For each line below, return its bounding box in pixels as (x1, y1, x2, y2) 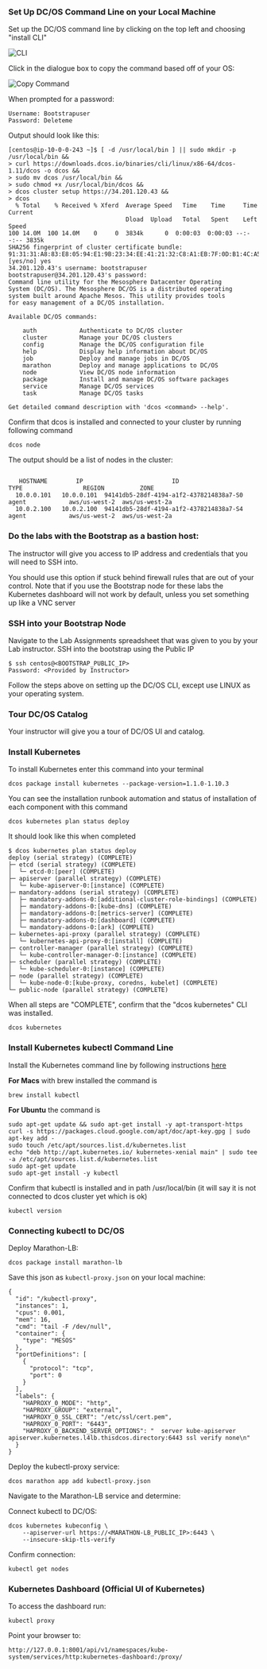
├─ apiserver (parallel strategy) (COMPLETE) (8, 875, 161, 883)
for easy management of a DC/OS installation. (8, 299, 165, 308)
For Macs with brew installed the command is (8, 1075, 157, 1085)
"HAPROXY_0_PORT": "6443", (22, 1420, 112, 1428)
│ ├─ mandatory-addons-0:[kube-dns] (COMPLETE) (8, 903, 172, 911)
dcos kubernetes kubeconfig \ (8, 1522, 109, 1530)
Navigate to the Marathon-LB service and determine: (8, 1491, 181, 1501)
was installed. (8, 1009, 53, 1018)
